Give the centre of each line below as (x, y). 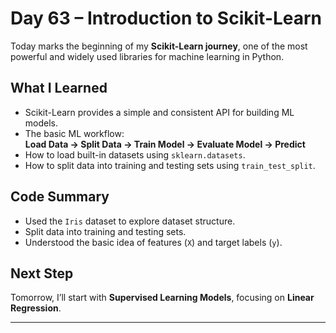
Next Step (42, 273)
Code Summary (60, 197)
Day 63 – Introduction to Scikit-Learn (166, 18)
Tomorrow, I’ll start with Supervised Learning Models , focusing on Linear (162, 298)
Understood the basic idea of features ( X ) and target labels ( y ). (153, 242)
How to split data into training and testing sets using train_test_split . (170, 165)
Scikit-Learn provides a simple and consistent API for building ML (159, 112)
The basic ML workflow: (74, 133)
